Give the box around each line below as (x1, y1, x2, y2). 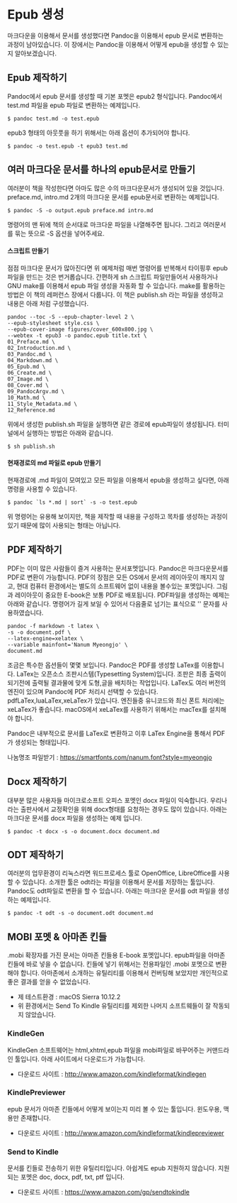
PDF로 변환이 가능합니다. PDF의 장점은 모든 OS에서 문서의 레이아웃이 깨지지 (7, 573, 218, 581)
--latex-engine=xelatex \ (7, 635, 83, 642)
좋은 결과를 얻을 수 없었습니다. (7, 977, 91, 987)
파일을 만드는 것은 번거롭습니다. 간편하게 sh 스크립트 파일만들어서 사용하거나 (7, 273, 219, 281)
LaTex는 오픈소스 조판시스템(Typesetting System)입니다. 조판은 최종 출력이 (16, 669, 226, 678)
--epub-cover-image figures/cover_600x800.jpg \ (7, 326, 154, 333)
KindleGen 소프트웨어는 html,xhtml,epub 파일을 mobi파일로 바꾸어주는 (7, 1045, 205, 1054)
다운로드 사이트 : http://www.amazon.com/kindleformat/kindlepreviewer (17, 1128, 224, 1137)
